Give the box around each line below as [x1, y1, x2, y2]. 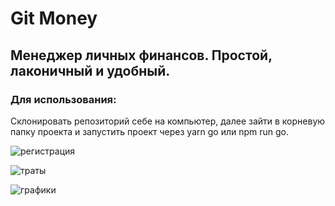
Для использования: [10, 92, 117, 106]
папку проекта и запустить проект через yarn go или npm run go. [10, 125, 289, 137]
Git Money [10, 7, 98, 30]
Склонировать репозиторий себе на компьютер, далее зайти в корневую [10, 115, 326, 127]
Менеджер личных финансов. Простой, [10, 47, 273, 64]
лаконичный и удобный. [10, 62, 171, 79]
